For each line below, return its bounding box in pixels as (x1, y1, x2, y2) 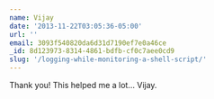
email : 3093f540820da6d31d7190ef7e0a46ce (9, 38, 167, 48)
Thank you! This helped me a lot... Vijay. (9, 80, 157, 90)
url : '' (9, 30, 39, 39)
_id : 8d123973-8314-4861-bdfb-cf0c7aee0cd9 (9, 47, 175, 56)
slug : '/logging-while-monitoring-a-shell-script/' (9, 55, 207, 64)
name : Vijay (9, 13, 54, 22)
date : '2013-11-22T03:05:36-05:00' (9, 22, 143, 31)
